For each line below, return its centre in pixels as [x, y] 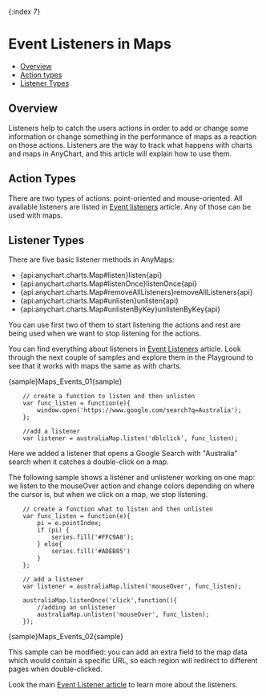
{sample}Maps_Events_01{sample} [65, 381]
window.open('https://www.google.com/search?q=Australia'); [139, 410]
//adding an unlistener [77, 608]
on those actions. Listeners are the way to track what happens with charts [130, 145]
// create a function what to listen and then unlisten [118, 509]
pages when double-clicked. [55, 669]
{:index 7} [24, 12]
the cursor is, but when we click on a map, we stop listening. [108, 495]
